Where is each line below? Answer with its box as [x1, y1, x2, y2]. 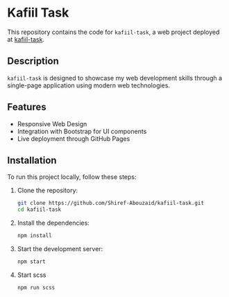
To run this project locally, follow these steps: [7, 173, 137, 181]
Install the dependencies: [17, 219, 90, 227]
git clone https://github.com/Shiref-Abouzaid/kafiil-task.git [17, 200, 205, 207]
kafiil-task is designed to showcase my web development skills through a [7, 74, 223, 82]
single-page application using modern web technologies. [7, 81, 170, 90]
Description [7, 56, 59, 67]
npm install [17, 232, 52, 239]
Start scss [17, 271, 46, 279]
